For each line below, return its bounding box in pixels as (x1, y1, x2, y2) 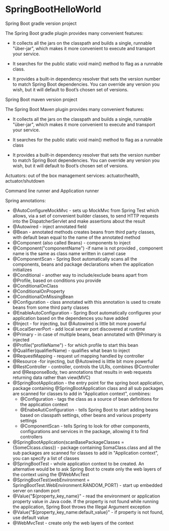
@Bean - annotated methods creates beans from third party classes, (12, 229, 155, 235)
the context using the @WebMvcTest (12, 471, 89, 477)
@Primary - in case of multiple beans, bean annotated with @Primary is (12, 331, 161, 337)
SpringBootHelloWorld (5, 4, 101, 15)
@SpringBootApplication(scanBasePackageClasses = (12, 439, 125, 445)
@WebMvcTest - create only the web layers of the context (12, 520, 134, 526)
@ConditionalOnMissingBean (12, 293, 74, 300)
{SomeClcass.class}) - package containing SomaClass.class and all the (12, 444, 161, 450)
